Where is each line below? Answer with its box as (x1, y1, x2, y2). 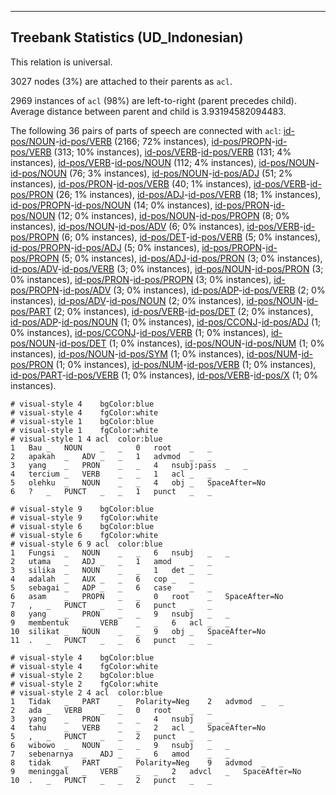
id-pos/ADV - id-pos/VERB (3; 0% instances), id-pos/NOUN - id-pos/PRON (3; (10, 262, 324, 275)
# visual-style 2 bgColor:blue (10, 670, 155, 680)
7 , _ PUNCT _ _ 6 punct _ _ (10, 600, 213, 610)
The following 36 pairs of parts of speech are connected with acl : (10, 124, 282, 136)
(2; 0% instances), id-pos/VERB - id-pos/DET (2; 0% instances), (53, 305, 314, 317)
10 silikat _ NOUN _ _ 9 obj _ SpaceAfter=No (10, 626, 267, 636)
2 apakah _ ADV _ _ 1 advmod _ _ (10, 451, 213, 461)
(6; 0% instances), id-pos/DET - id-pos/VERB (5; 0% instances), (61, 231, 321, 243)
